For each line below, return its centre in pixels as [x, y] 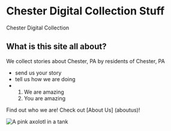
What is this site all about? [56, 47]
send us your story [38, 73]
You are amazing [45, 98]
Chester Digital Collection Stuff [85, 11]
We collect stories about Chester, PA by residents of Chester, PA [85, 61]
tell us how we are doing [45, 79]
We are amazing [44, 92]
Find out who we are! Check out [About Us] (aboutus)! [73, 110]
